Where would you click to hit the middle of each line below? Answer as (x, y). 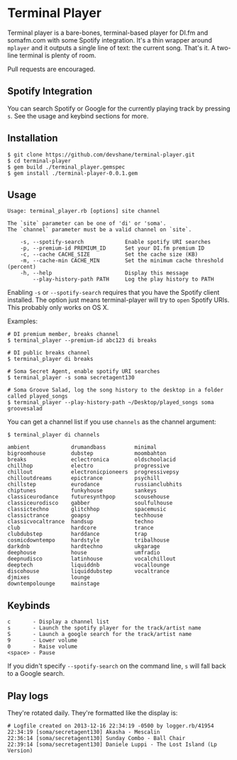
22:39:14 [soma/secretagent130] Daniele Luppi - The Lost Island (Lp (112, 744)
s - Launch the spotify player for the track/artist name (104, 628)
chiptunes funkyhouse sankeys (82, 491)
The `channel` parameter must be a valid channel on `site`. (100, 230)
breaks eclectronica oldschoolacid (92, 460)
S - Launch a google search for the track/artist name (100, 635)
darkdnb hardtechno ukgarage (84, 547)
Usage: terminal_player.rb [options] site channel (84, 211)
